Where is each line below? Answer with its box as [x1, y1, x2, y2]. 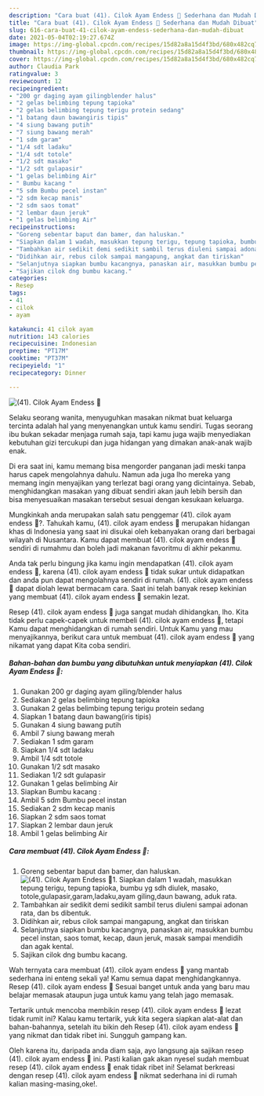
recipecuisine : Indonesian [9, 339, 97, 348]
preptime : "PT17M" [9, 347, 69, 355]
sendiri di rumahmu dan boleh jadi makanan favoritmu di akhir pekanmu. [9, 543, 242, 552]
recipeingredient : [9, 84, 69, 93]
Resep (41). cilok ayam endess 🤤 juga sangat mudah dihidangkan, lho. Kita [9, 607, 249, 617]
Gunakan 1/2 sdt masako [20, 761, 100, 771]
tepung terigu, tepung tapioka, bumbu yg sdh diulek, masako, [20, 883, 219, 893]
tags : [9, 289, 27, 297]
